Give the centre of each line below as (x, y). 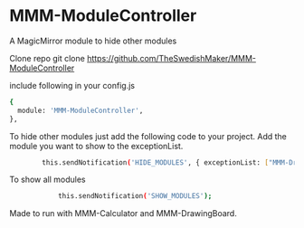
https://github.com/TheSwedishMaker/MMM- (171, 58)
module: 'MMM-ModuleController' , (81, 110)
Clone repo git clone (47, 58)
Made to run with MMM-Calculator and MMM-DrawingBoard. (123, 214)
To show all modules (47, 180)
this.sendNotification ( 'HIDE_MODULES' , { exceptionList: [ (156, 162)
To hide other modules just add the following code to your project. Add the (148, 136)
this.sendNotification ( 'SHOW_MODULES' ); (135, 196)
